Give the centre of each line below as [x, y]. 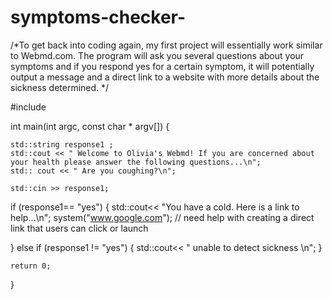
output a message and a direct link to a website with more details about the [165, 77]
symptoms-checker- [98, 17]
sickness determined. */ [60, 87]
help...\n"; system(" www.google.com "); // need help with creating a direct [162, 217]
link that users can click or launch [79, 228]
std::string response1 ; [62, 144]
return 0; [31, 266]
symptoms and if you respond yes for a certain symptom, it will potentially [162, 66]
